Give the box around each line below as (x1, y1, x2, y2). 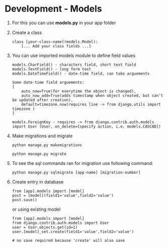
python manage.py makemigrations (12, 142, 82, 148)
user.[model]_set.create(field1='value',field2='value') (12, 229, 134, 234)
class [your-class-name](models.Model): (12, 39, 98, 44)
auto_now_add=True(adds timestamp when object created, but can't (21, 93, 163, 98)
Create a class (12, 29, 42, 35)
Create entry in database (12, 178, 64, 184)
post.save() (12, 197, 37, 202)
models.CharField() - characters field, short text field (12, 62, 136, 67)
